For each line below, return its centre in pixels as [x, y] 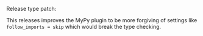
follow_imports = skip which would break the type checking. [84, 27]
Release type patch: [31, 9]
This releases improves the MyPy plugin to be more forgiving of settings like [102, 20]
